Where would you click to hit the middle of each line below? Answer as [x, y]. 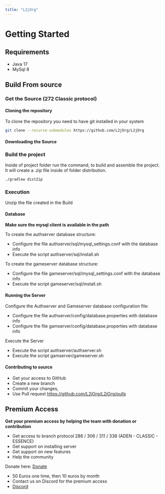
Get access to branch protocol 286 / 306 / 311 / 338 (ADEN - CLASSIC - [85, 436]
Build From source [34, 85]
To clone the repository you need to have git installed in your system [75, 122]
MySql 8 [21, 69]
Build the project [25, 154]
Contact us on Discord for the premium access [60, 481]
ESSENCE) [23, 441]
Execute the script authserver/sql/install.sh [56, 255]
